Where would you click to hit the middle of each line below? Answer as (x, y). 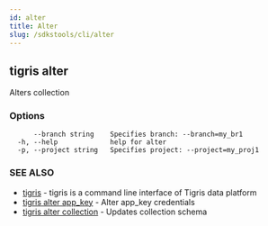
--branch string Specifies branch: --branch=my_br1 (138, 135)
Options (27, 116)
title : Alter (34, 26)
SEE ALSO (32, 173)
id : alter (28, 18)
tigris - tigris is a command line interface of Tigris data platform (139, 192)
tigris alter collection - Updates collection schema (115, 212)
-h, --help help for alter (92, 142)
